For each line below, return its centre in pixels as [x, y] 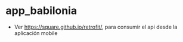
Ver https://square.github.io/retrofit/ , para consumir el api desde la [96, 27]
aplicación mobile [36, 33]
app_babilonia [41, 11]
